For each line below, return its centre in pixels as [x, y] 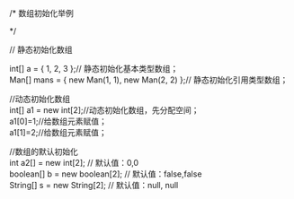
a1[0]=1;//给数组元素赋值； [58, 121]
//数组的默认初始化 [44, 151]
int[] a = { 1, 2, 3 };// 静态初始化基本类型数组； [94, 69]
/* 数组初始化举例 [41, 13]
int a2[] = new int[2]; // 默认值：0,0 [74, 163]
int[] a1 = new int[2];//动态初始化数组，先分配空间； [104, 110]
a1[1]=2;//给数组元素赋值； [58, 132]
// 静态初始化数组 [41, 49]
